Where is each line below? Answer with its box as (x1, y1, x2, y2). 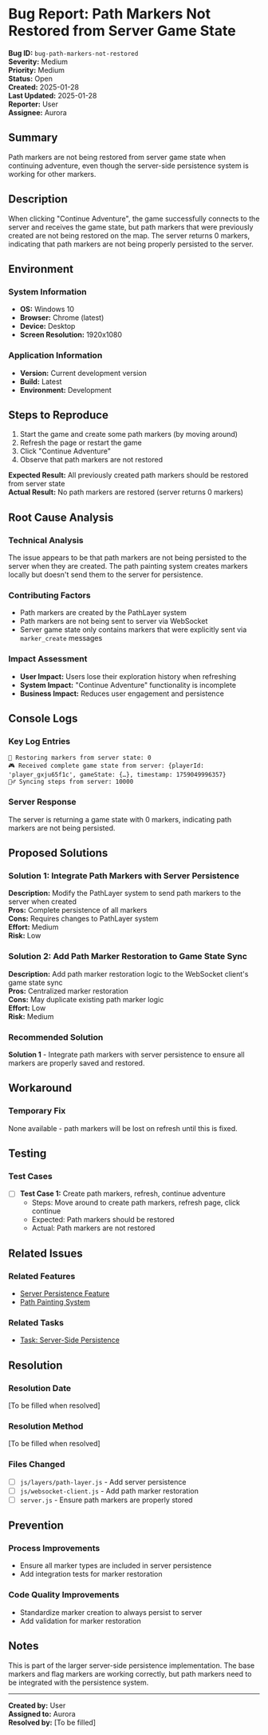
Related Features (8, 1270, 76, 1281)
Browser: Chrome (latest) (19, 313, 104, 322)
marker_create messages (19, 634, 103, 643)
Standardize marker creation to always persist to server (19, 1607, 203, 1617)
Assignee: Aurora (8, 107, 68, 117)
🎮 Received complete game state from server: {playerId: (8, 762, 205, 770)
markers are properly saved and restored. (8, 1057, 145, 1068)
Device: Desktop (19, 322, 76, 331)
